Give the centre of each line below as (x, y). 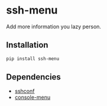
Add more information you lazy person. (54, 26)
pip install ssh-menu (33, 59)
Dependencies (33, 77)
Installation (27, 45)
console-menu (33, 97)
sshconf (25, 91)
